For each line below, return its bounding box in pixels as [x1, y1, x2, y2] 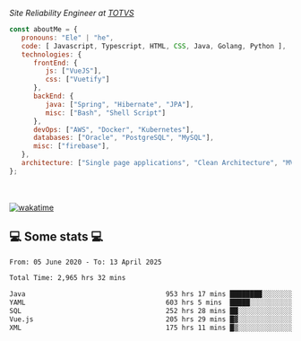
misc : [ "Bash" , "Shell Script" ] [45, 108, 167, 118]
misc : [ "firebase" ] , [32, 142, 110, 151]
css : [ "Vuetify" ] [45, 75, 110, 84]
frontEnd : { [32, 58, 78, 67]
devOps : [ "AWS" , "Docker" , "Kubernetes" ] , [32, 125, 194, 134]
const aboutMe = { [9, 25, 78, 34]
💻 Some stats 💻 [9, 229, 104, 245]
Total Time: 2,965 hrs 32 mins [9, 274, 126, 283]
